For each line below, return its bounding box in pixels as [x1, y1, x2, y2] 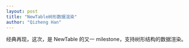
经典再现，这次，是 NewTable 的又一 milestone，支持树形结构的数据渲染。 [6, 36, 187, 43]
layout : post [6, 8, 38, 14]
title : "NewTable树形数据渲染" [6, 14, 77, 20]
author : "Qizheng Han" [6, 19, 62, 25]
